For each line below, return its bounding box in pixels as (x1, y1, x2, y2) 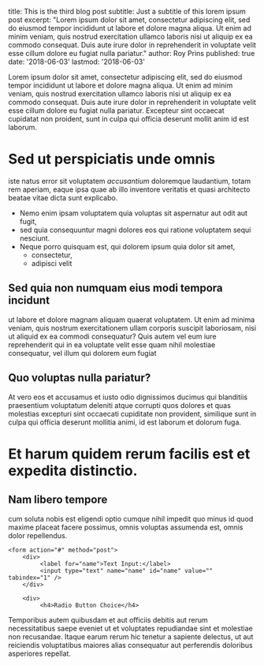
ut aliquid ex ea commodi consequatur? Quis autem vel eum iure (8, 331, 217, 341)
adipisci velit (31, 258, 73, 268)
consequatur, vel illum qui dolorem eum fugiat (8, 348, 157, 357)
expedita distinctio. (8, 462, 138, 480)
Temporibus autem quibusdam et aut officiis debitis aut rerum (8, 615, 209, 624)
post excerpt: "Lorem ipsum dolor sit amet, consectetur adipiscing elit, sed (8, 15, 251, 24)
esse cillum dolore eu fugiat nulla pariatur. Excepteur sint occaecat (8, 106, 225, 115)
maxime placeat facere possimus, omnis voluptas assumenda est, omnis (8, 522, 244, 532)
